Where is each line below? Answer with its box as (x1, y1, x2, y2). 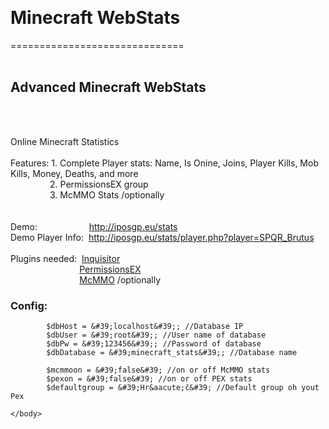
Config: (10, 298, 48, 312)
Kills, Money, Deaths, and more (10, 167, 139, 179)
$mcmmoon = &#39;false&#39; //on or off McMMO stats (46, 365, 271, 376)
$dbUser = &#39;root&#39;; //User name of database (46, 330, 267, 341)
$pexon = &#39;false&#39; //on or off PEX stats (46, 374, 253, 384)
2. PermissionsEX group (49, 178, 149, 190)
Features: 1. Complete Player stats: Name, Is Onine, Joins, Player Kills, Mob (10, 157, 319, 169)
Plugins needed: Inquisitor (10, 252, 121, 264)
